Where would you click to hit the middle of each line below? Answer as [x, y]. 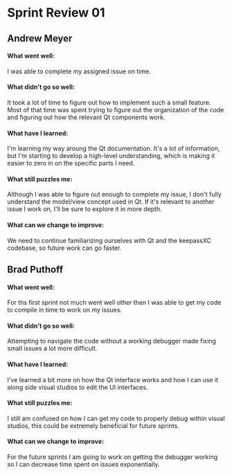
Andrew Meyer [40, 38]
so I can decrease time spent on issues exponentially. [83, 464]
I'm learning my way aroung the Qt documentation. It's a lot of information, [114, 149]
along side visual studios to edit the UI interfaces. [78, 387]
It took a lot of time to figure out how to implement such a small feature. [109, 102]
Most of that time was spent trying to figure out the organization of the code [116, 109]
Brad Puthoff [35, 269]
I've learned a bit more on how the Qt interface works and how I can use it [113, 379]
